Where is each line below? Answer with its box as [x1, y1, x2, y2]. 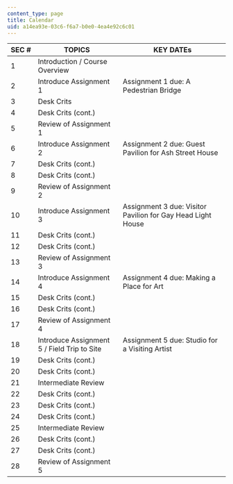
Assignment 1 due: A [122, 77, 191, 87]
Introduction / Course [37, 57, 107, 67]
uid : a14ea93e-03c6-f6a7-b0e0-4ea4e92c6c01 [7, 23, 135, 30]
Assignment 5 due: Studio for [122, 335, 218, 345]
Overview [37, 65, 69, 75]
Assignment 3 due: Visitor [122, 202, 207, 212]
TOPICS [63, 45, 90, 55]
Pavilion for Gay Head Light [122, 210, 212, 220]
